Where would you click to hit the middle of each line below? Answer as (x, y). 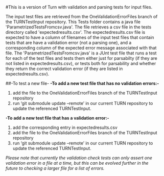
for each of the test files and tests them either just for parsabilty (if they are (82, 58)
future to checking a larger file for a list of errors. (55, 168)
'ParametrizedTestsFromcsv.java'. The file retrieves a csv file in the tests (78, 27)
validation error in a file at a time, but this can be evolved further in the (77, 163)
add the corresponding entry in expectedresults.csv (65, 127)
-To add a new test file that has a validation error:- (58, 118)
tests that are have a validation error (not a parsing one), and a (69, 43)
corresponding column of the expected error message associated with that (81, 48)
